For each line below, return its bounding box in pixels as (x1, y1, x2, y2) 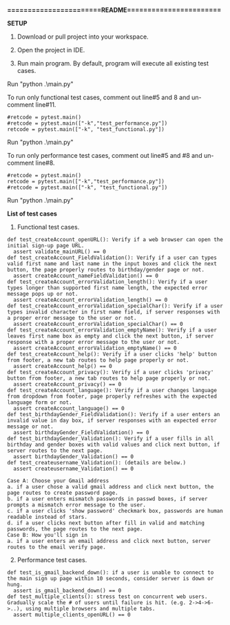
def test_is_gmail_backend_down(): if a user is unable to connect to (7, 569, 214, 576)
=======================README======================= (7, 6, 222, 14)
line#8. (35, 158, 55, 167)
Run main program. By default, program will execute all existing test (17, 59, 209, 68)
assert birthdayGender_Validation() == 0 (13, 453, 134, 460)
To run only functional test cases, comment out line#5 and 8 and (7, 93, 191, 101)
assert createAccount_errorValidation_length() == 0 (13, 296, 168, 303)
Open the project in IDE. (17, 46, 85, 54)
